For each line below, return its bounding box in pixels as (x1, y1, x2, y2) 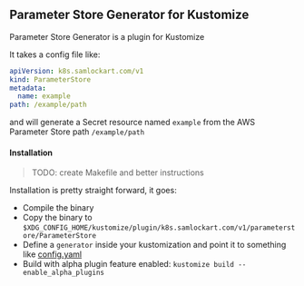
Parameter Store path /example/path (9, 126, 145, 137)
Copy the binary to (22, 212, 93, 223)
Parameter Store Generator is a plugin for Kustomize (9, 31, 205, 42)
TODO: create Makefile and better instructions (31, 167, 204, 178)
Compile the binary (22, 202, 94, 213)
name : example (17, 92, 71, 101)
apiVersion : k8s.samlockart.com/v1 (9, 66, 144, 75)
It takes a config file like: (9, 49, 101, 60)
